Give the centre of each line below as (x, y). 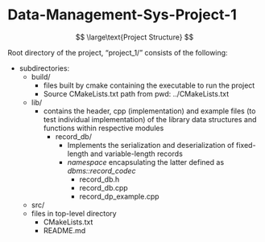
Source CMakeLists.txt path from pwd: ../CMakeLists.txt (136, 93)
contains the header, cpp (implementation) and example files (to (149, 111)
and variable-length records (137, 154)
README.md (64, 230)
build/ (41, 76)
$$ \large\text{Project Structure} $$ (135, 37)
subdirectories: (44, 68)
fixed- (246, 145)
